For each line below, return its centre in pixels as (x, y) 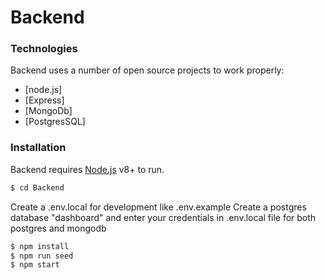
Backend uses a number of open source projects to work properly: (147, 70)
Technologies (44, 49)
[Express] (44, 100)
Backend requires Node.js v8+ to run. (87, 169)
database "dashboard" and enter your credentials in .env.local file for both (163, 217)
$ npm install (40, 246)
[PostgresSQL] (55, 122)
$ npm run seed (42, 256)
